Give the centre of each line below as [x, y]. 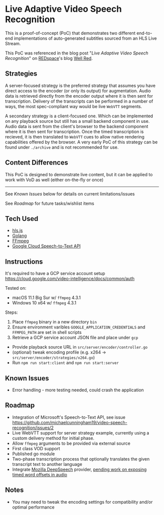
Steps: [11, 312]
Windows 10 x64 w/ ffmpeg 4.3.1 [44, 303]
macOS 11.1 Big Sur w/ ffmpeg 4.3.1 [46, 298]
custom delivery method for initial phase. [53, 438]
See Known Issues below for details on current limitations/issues [70, 194]
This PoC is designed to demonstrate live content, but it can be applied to [79, 174]
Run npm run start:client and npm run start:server [65, 363]
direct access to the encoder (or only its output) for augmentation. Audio [78, 91]
